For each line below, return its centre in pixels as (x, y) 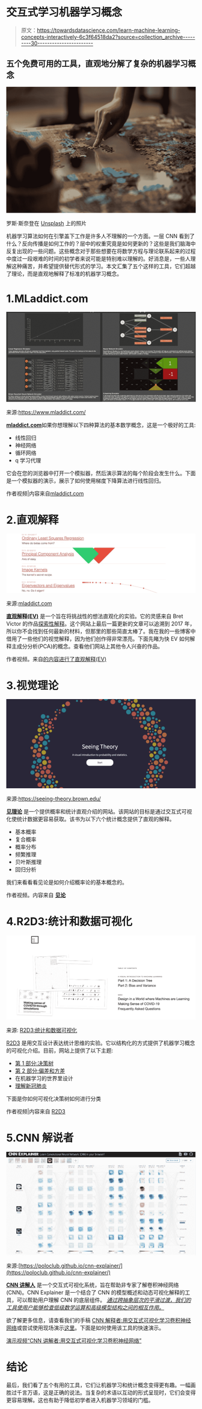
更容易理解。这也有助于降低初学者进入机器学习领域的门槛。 (80, 1400)
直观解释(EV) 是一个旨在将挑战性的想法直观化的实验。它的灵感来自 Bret (95, 616)
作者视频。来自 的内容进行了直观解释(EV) (57, 659)
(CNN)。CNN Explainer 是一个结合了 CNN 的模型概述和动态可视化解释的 (96, 1293)
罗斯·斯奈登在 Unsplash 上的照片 (47, 223)
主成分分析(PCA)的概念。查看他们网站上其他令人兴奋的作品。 (87, 646)
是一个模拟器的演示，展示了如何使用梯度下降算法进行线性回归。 (85, 481)
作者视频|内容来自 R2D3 (36, 1111)
